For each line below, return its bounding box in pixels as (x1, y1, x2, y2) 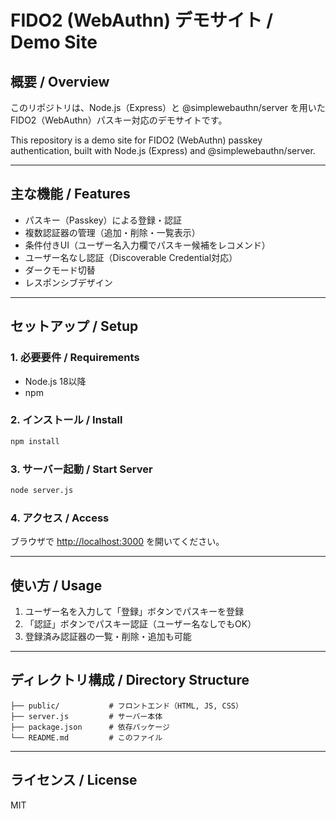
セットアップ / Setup (10, 318, 139, 335)
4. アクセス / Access (10, 511, 110, 525)
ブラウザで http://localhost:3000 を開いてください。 (10, 536, 225, 548)
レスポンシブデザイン (24, 276, 113, 288)
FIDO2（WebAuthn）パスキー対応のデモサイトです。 (10, 114, 228, 126)
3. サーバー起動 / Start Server (10, 462, 153, 476)
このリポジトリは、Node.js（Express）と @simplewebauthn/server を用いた (10, 102, 326, 113)
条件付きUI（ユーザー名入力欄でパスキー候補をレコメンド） (24, 239, 271, 251)
